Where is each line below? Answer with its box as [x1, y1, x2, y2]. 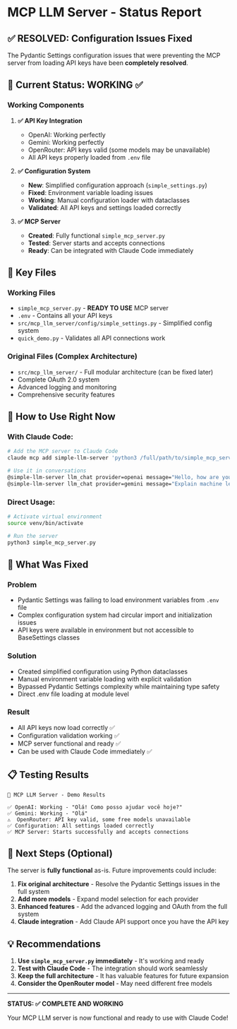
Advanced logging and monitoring [17, 382, 117, 391]
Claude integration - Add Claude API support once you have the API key [17, 917, 229, 926]
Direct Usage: [7, 497, 55, 507]
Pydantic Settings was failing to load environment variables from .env [17, 596, 219, 604]
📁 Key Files [7, 266, 56, 279]
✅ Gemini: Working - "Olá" [7, 810, 88, 817]
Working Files [7, 288, 56, 298]
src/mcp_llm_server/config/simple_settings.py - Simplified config [17, 319, 213, 327]
